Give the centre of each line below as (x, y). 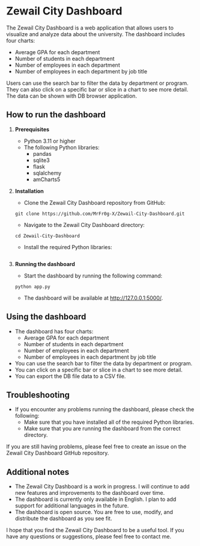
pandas (42, 154)
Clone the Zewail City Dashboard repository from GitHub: (95, 202)
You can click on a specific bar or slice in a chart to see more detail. (99, 370)
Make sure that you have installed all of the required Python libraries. (109, 422)
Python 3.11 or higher (50, 141)
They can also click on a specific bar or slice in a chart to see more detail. (97, 89)
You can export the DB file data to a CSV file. (70, 376)
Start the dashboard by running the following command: (93, 276)
